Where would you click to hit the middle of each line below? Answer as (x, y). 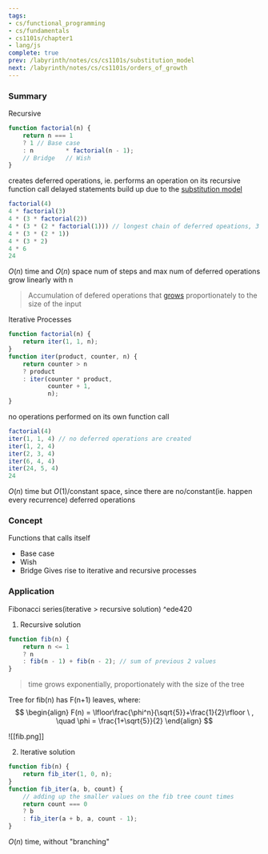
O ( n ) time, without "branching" (59, 842)
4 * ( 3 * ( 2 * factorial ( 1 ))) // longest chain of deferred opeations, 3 (134, 226)
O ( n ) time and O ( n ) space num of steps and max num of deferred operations (134, 271)
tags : (17, 16)
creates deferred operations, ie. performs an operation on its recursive (125, 180)
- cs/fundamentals (39, 30)
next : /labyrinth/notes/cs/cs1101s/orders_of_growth (98, 68)
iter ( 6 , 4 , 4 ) (32, 461)
